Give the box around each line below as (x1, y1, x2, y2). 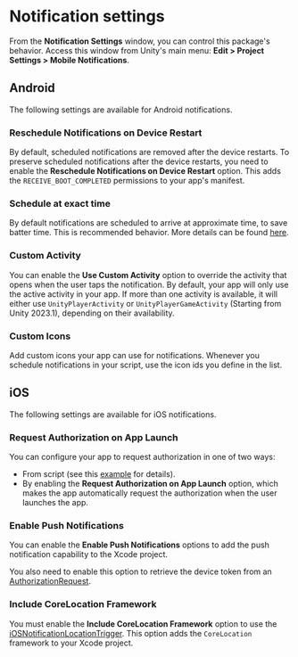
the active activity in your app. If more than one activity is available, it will (9, 288, 278, 300)
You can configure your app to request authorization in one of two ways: (9, 452, 276, 463)
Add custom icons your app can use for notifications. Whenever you (9, 349, 261, 360)
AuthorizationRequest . (9, 576, 92, 587)
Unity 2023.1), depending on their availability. (9, 308, 176, 318)
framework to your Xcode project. (9, 637, 134, 648)
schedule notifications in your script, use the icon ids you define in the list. (9, 359, 283, 370)
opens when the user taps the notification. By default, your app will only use (9, 279, 289, 290)
